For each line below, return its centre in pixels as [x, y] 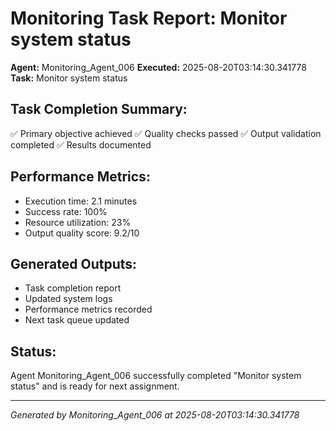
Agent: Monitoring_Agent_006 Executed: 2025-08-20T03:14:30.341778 [158, 67]
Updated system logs [68, 299]
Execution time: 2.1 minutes [81, 201]
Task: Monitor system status [69, 78]
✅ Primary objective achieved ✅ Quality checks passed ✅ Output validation [166, 133]
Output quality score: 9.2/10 [82, 233]
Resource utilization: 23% [78, 222]
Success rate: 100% [66, 211]
